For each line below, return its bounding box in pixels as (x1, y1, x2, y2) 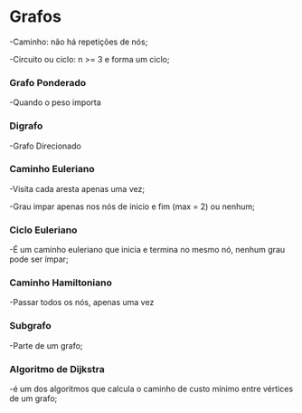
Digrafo (9, 120, 43, 132)
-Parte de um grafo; (9, 340, 83, 351)
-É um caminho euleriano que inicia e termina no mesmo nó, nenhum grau (9, 245, 286, 255)
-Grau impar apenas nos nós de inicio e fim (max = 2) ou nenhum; (9, 201, 255, 212)
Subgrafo (9, 320, 52, 332)
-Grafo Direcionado (9, 140, 81, 151)
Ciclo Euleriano (9, 224, 78, 236)
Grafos (9, 6, 61, 27)
